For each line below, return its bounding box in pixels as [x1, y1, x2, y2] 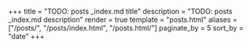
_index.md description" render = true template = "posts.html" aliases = [8, 15, 238, 24]
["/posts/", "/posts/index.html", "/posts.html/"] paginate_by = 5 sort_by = [8, 23, 244, 32]
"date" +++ [8, 31, 45, 41]
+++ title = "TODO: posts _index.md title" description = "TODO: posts [8, 7, 233, 16]
